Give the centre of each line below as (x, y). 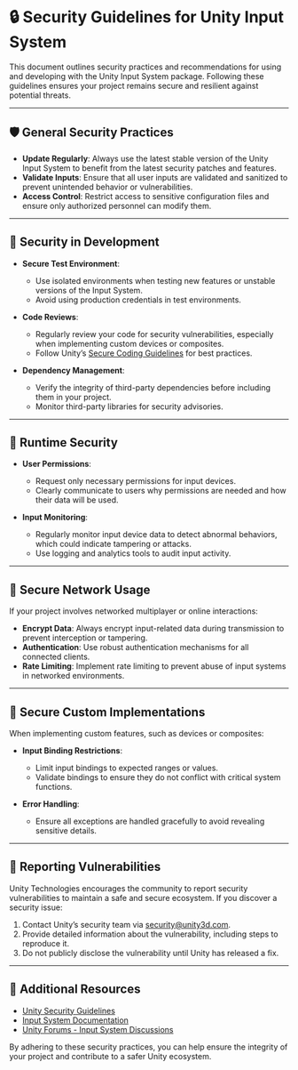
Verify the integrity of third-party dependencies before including (153, 387)
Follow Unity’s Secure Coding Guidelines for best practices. (144, 353)
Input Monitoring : (55, 518)
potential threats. (40, 95)
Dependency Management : (73, 370)
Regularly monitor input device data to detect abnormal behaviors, (156, 535)
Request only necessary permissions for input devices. (136, 481)
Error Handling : (51, 804)
